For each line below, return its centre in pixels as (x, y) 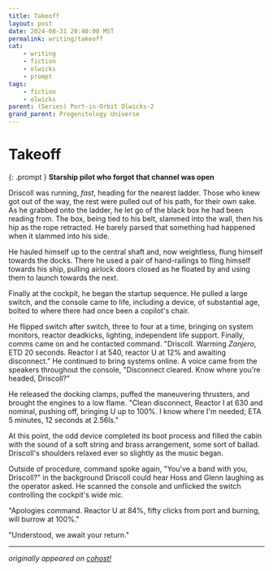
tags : (17, 84)
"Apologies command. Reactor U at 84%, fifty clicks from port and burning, (134, 510)
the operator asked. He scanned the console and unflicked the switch (125, 486)
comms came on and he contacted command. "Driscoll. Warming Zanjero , (132, 343)
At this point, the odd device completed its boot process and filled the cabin (135, 435)
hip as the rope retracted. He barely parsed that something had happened (132, 227)
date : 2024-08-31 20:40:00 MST (61, 31)
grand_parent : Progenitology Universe (74, 115)
